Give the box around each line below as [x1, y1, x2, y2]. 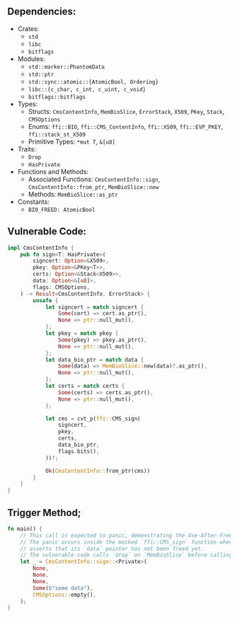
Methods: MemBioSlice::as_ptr [28, 190, 118, 198]
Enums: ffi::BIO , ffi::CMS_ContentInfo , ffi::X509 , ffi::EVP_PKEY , [28, 122, 223, 130]
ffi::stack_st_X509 [28, 131, 86, 138]
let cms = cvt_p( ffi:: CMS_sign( [45, 415, 141, 422]
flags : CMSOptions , [33, 283, 91, 291]
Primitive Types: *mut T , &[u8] [28, 137, 115, 146]
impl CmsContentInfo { [7, 244, 74, 251]
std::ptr [28, 71, 55, 78]
